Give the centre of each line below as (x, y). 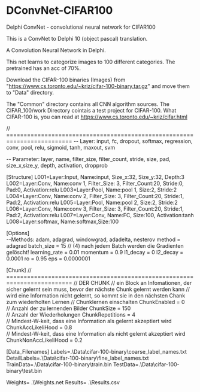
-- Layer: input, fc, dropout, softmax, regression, (133, 141)
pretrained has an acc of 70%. (43, 68)
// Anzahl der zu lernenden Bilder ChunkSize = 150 (69, 308)
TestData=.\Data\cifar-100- (146, 364)
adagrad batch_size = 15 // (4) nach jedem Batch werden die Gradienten (95, 245)
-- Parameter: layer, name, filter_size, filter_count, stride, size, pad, (88, 159)
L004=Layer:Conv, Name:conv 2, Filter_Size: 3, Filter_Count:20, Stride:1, (95, 196)
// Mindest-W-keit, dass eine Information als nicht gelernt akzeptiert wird (96, 333)
